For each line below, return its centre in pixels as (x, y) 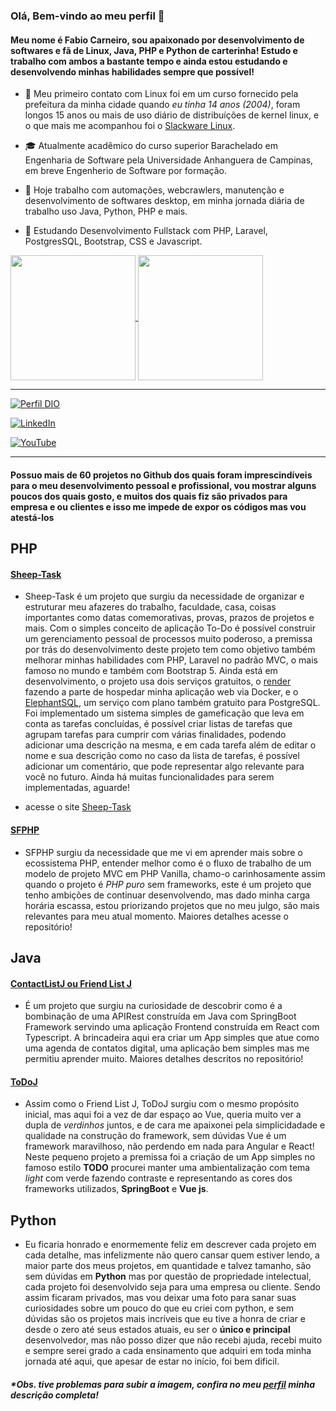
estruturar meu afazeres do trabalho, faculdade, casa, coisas (150, 607)
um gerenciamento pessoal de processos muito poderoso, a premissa (168, 639)
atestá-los (32, 517)
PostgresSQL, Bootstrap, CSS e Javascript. (113, 241)
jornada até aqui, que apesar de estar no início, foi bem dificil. (152, 1361)
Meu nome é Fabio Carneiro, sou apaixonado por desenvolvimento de (157, 40)
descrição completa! (54, 1395)
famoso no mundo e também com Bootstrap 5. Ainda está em (151, 671)
